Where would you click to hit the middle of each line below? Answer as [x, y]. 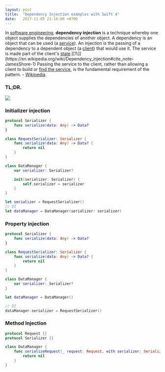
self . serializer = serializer [54, 184]
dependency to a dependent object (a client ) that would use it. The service [81, 48]
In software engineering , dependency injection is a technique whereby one [82, 33]
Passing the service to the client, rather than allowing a [92, 64]
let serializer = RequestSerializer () [45, 202]
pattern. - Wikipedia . [26, 75]
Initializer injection [28, 110]
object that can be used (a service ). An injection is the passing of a [73, 43]
